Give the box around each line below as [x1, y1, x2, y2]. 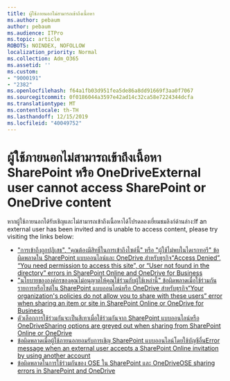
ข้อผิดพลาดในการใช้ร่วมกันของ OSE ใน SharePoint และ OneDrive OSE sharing [17, 359, 215, 367]
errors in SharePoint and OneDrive [17, 366, 116, 375]
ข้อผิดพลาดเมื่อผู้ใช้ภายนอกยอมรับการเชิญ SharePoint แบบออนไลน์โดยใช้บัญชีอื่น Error [17, 337, 220, 345]
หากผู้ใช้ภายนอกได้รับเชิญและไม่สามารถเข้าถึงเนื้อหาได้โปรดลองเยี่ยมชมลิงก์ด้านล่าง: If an [7, 218, 207, 226]
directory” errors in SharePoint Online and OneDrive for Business [17, 269, 203, 277]
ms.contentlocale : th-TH [7, 107, 79, 114]
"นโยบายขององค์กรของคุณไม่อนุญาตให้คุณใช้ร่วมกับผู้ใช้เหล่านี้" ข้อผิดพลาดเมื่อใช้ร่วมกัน [17, 276, 217, 285]
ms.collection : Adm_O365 [7, 55, 79, 62]
